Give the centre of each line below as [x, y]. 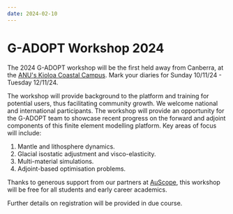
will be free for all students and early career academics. [87, 190]
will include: [24, 132]
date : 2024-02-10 [32, 14]
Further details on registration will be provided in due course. [95, 203]
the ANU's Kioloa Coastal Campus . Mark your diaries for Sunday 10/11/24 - [114, 75]
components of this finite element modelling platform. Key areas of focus [112, 125]
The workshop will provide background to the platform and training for [108, 95]
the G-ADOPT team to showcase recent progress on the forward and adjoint [116, 118]
